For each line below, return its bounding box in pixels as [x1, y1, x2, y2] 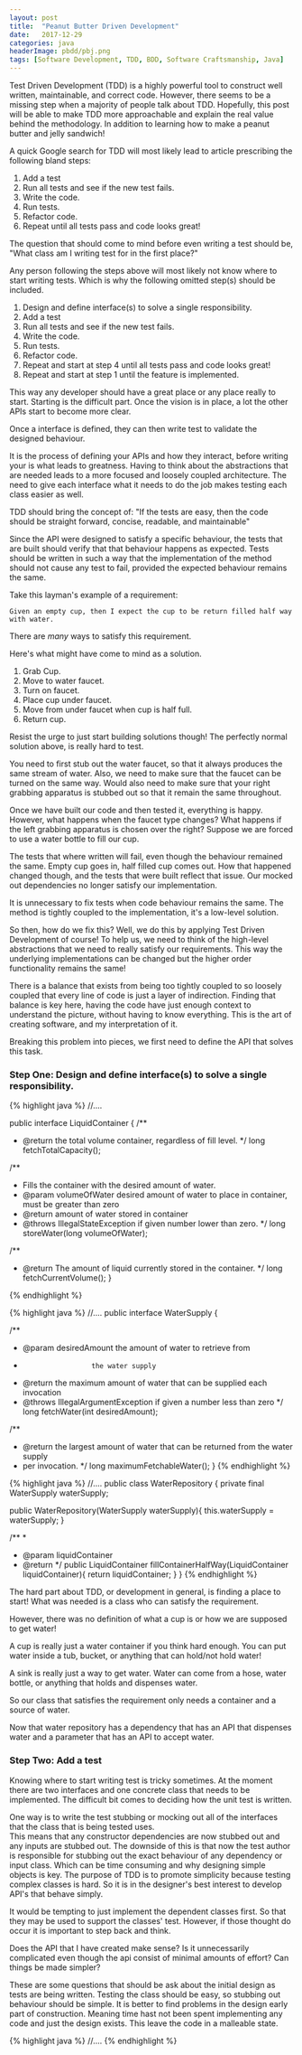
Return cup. [22, 714, 67, 724]
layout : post [9, 13, 59, 23]
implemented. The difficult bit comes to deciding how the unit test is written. [9, 1794, 293, 1805]
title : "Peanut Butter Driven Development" [9, 22, 179, 31]
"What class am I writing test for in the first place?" [9, 248, 198, 258]
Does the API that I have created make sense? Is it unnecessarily [9, 1942, 250, 1953]
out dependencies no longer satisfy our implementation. [9, 880, 218, 890]
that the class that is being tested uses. [9, 1821, 155, 1832]
